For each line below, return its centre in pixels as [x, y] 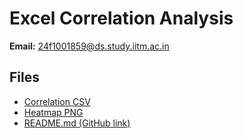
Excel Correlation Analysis [121, 18]
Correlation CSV [57, 101]
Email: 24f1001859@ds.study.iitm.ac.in [89, 46]
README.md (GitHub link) [77, 123]
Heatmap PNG [53, 112]
